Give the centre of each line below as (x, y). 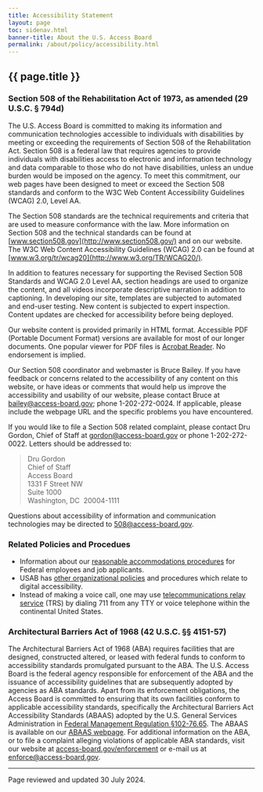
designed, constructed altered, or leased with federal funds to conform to (126, 657)
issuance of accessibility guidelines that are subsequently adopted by (121, 682)
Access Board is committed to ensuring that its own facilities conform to (124, 699)
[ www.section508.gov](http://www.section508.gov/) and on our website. (125, 241)
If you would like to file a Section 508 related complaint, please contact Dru (129, 427)
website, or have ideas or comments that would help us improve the (117, 386)
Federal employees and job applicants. (82, 570)
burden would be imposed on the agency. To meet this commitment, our (124, 175)
